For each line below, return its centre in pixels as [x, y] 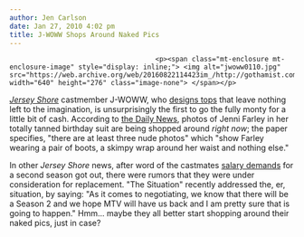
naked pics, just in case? [55, 223]
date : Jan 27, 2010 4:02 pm [62, 26]
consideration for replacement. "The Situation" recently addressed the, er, [147, 185]
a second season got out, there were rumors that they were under [132, 175]
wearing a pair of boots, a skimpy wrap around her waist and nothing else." [149, 148]
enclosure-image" [42, 67]
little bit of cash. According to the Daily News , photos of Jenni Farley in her [149, 119]
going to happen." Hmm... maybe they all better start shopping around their [149, 213]
